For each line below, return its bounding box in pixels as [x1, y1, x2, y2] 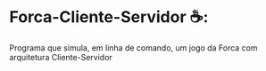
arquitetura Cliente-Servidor [9, 51, 113, 62]
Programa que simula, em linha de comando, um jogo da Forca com [9, 42, 258, 53]
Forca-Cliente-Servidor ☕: [9, 7, 209, 28]
